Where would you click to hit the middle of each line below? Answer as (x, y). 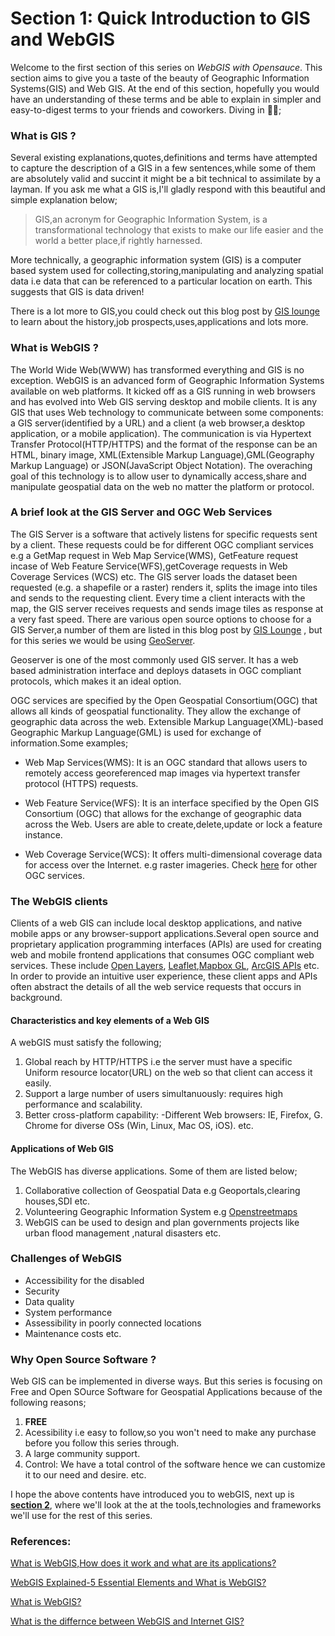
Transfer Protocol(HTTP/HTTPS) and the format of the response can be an (164, 444)
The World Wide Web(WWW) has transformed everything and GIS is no (157, 369)
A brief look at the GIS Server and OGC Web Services (141, 512)
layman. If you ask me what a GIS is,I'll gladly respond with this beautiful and (168, 189)
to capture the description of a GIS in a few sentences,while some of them (163, 168)
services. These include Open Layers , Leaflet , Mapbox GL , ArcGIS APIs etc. (165, 966)
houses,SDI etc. (57, 1201)
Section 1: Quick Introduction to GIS (160, 18)
